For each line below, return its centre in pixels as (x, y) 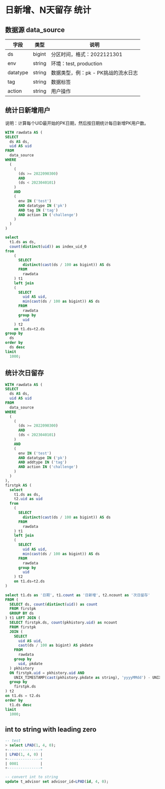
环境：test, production (77, 63)
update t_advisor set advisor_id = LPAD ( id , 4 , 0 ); (57, 782)
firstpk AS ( (18, 485)
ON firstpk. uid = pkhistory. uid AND (47, 673)
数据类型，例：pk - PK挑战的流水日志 (95, 73)
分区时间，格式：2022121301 (87, 54)
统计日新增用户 (28, 110)
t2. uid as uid (28, 499)
